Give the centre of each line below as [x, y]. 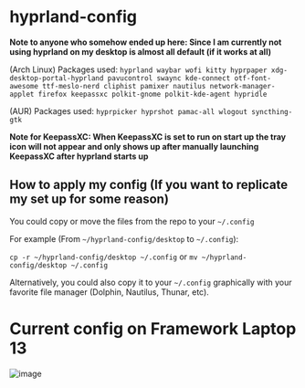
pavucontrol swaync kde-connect [169, 78]
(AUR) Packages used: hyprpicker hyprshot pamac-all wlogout [129, 110]
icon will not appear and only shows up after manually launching [134, 146]
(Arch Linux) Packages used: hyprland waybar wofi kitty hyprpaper [138, 69]
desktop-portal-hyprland [57, 78]
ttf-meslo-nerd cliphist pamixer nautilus [124, 86]
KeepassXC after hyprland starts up [79, 156]
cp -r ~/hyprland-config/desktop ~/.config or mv [104, 257]
